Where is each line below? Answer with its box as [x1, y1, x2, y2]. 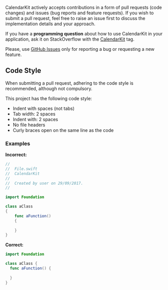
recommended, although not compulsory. [5, 85, 93, 91]
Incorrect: [5, 151, 27, 158]
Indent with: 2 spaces [12, 116, 59, 122]
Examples [5, 140, 31, 147]
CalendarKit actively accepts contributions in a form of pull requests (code [5, 5, 162, 10]
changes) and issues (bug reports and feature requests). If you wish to [5, 10, 154, 16]
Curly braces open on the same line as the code [12, 127, 114, 133]
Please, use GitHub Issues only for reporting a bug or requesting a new [5, 46, 155, 52]
